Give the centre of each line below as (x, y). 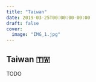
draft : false (23, 23)
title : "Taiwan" (27, 12)
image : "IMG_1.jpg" (36, 35)
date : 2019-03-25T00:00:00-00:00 (48, 18)
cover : (14, 29)
